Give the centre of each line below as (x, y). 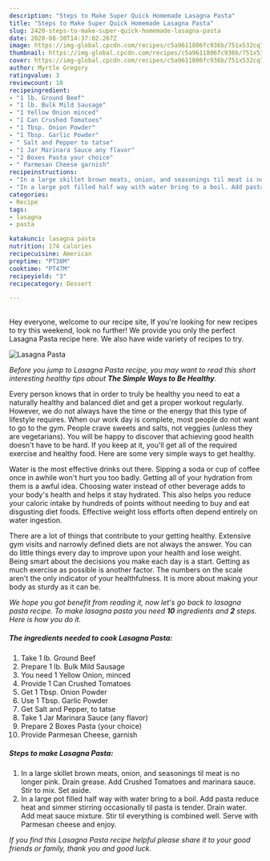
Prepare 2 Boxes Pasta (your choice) (81, 726)
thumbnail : (27, 53)
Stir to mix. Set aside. (56, 790)
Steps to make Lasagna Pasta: (61, 753)
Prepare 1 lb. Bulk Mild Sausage (73, 667)
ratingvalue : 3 (34, 75)
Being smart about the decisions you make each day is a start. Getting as (130, 561)
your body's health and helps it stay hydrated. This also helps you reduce (130, 495)
